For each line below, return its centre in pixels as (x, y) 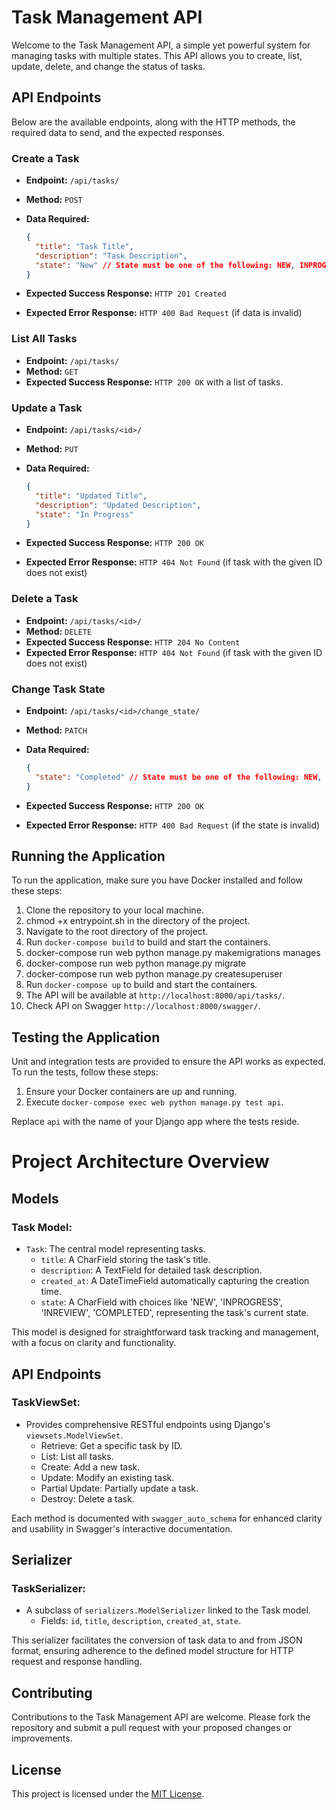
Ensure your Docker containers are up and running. (131, 1092)
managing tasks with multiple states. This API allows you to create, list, (157, 55)
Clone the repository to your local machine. (114, 910)
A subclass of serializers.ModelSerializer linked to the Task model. (168, 1610)
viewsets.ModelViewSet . (74, 1435)
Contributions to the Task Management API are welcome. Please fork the (161, 1717)
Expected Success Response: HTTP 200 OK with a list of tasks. (154, 382)
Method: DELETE (59, 631)
